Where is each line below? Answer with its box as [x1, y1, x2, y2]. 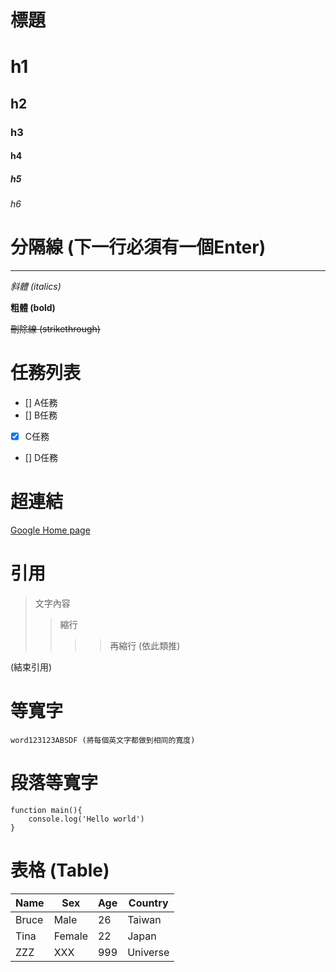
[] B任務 [24, 409, 58, 421]
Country [128, 896, 169, 910]
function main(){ [10, 805, 83, 815]
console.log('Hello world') [28, 814, 145, 824]
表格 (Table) [10, 859, 110, 882]
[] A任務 [24, 397, 58, 409]
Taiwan [127, 912, 162, 926]
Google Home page [10, 524, 91, 536]
